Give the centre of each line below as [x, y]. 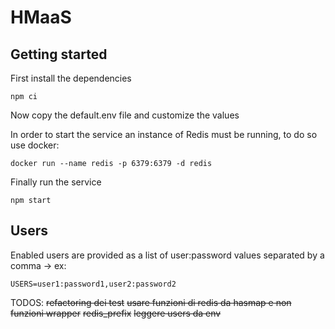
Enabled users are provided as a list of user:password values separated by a [167, 255]
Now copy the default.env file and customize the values [125, 115]
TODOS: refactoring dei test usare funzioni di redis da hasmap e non [151, 302]
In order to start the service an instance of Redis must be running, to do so [164, 134]
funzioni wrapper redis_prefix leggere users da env [116, 313]
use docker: [35, 145]
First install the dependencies [71, 78]
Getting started [59, 54]
